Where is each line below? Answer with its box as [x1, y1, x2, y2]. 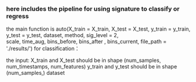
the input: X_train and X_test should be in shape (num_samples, [6, 57, 162, 64]
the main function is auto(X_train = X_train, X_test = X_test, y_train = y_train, [6, 25, 191, 32]
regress [6, 12, 29, 20]
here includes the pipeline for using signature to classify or [6, 5, 180, 13]
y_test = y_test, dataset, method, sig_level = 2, [6, 32, 119, 39]
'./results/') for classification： [6, 45, 80, 52]
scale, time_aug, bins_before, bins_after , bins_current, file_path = [6, 38, 167, 45]
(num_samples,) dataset [6, 70, 65, 77]
